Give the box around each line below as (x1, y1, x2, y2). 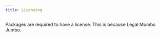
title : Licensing (5, 7, 43, 13)
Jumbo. (5, 26, 22, 33)
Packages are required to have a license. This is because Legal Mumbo (5, 21, 156, 27)
